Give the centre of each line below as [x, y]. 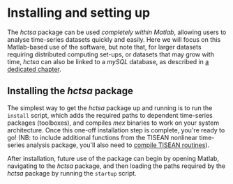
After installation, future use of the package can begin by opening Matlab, [113, 158]
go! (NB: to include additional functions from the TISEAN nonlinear [102, 137]
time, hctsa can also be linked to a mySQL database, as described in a [108, 61]
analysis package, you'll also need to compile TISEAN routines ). [118, 145]
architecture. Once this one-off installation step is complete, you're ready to [116, 130]
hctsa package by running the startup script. [72, 173]
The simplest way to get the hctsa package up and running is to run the [110, 108]
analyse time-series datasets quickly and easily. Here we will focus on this [114, 39]
